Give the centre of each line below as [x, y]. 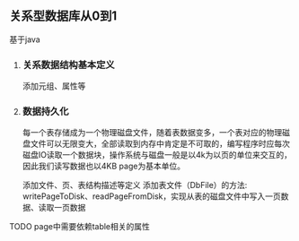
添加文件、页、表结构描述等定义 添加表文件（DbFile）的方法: [135, 185]
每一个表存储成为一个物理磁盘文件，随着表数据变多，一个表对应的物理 [152, 133]
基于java [25, 39]
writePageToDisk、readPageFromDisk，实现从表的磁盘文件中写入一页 [151, 196]
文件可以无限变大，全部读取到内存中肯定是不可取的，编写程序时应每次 [160, 144]
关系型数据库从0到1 [63, 16]
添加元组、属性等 [54, 86]
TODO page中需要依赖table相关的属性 [80, 227]
